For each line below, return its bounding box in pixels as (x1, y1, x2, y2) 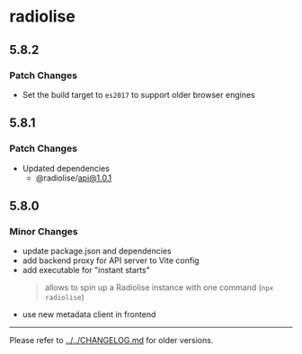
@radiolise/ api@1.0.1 (35, 173, 112, 183)
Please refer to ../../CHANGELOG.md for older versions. (9, 335, 214, 346)
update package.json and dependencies (22, 245, 173, 257)
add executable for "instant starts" (22, 265, 150, 276)
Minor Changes (9, 225, 78, 237)
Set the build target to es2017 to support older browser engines (22, 89, 255, 100)
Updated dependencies (22, 163, 111, 173)
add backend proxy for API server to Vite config (22, 255, 200, 266)
